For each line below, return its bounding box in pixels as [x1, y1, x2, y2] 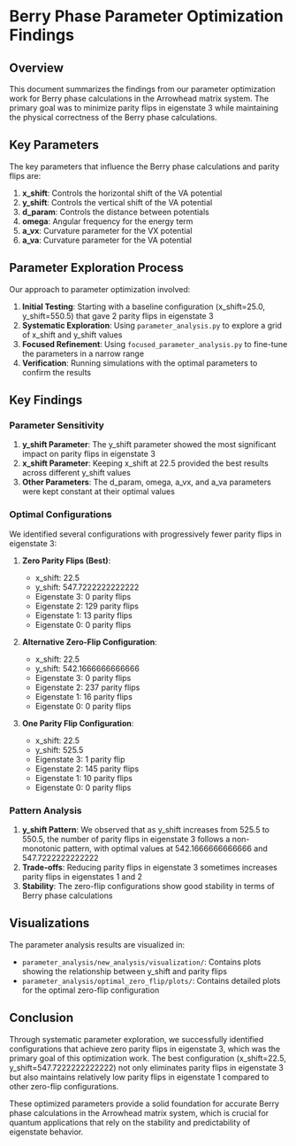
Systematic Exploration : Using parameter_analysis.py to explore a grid [21, 320, 283, 330]
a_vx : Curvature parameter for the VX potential [21, 225, 193, 236]
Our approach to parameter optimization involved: [9, 283, 191, 294]
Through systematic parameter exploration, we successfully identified [9, 1034, 264, 1044]
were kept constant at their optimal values [21, 486, 175, 497]
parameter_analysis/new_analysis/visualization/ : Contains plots [21, 956, 262, 967]
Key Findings [9, 392, 83, 408]
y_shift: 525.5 [34, 744, 84, 755]
